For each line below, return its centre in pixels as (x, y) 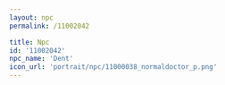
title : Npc (29, 42)
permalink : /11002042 (50, 26)
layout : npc (31, 17)
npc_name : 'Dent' (42, 59)
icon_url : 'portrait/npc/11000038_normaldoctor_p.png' (113, 67)
